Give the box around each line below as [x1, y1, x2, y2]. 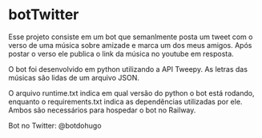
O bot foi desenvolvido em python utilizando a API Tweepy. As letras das [8, 64, 248, 73]
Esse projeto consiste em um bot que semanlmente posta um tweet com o [8, 32, 253, 41]
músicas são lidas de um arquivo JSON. [8, 73, 140, 82]
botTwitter [8, 6, 79, 24]
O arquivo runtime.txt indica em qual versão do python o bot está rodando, [8, 88, 255, 97]
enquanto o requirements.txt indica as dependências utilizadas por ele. [8, 97, 243, 106]
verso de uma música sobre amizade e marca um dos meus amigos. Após [8, 40, 252, 49]
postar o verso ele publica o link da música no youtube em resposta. [8, 49, 234, 58]
